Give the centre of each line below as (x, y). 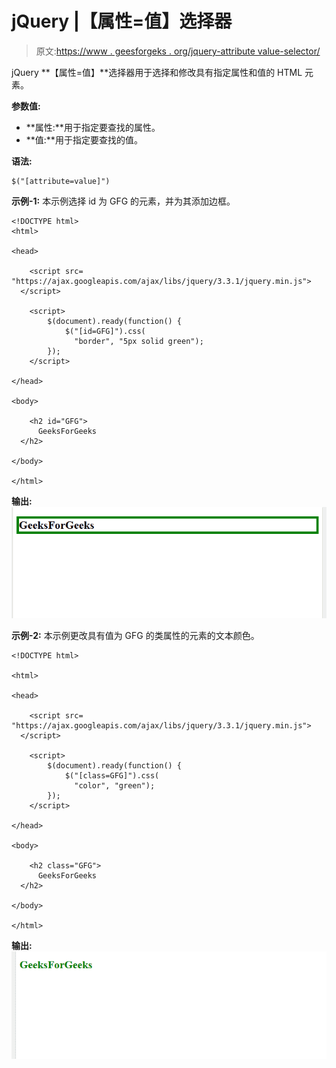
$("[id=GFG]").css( (105, 331)
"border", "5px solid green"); (139, 341)
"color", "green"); (115, 785)
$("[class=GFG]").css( (112, 775)
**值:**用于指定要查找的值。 (84, 139)
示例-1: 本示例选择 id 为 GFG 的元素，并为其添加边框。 (123, 201)
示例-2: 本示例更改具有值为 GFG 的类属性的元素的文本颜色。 (135, 635)
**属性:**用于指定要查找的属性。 (93, 127)
